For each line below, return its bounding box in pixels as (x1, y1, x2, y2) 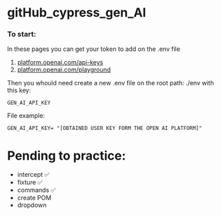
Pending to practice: (7, 148, 126, 163)
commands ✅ (17, 186, 57, 194)
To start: (7, 30, 37, 39)
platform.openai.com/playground (17, 65, 111, 74)
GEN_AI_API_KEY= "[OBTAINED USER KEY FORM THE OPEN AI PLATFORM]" (7, 125, 202, 132)
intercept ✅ (17, 171, 50, 179)
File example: (7, 111, 45, 120)
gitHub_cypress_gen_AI (7, 5, 146, 21)
